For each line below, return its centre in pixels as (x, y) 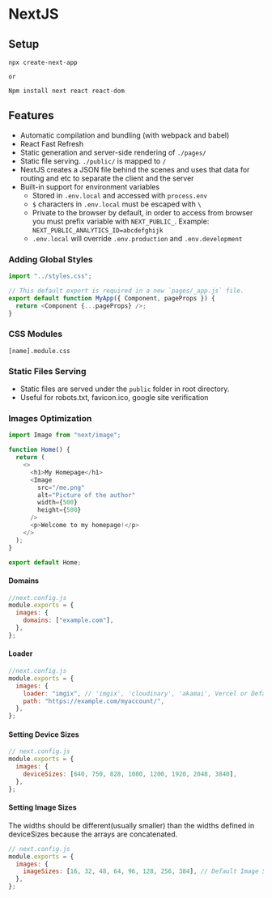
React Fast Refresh (51, 143)
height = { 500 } (59, 510)
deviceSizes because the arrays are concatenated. (93, 834)
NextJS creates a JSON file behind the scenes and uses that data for (135, 169)
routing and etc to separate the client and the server (107, 178)
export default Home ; (45, 562)
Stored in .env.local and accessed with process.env (120, 195)
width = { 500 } (58, 503)
